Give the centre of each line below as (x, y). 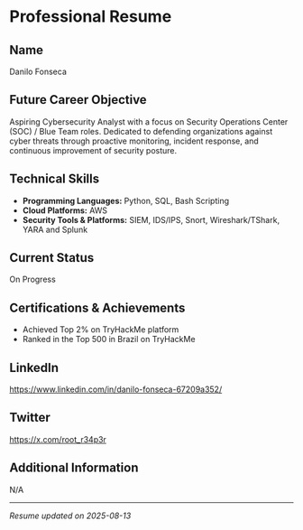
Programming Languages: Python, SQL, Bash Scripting (126, 200)
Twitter (30, 418)
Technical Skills (55, 179)
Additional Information (74, 468)
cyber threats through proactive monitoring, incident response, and (134, 141)
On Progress (32, 279)
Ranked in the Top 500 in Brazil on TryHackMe (109, 339)
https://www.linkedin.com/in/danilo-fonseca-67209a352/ (116, 389)
